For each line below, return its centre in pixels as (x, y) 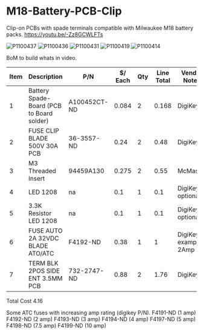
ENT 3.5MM (45, 278)
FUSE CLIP (43, 130)
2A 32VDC (43, 238)
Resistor (40, 213)
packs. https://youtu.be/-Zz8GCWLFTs (55, 34)
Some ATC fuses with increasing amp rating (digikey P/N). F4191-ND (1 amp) (101, 313)
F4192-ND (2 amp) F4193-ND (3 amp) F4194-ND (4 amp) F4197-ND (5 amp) (101, 319)
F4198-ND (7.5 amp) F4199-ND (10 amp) (56, 325)
